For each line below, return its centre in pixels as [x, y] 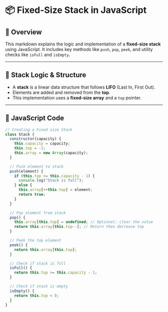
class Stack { [20, 134]
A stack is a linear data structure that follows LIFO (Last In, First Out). [84, 87]
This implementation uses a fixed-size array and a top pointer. [77, 97]
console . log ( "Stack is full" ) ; [51, 180]
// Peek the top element [35, 240]
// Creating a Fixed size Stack [39, 129]
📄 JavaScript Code [34, 118]
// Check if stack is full [38, 263]
